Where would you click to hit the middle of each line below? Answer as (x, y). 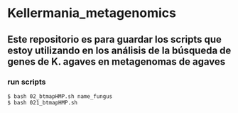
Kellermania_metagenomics (92, 13)
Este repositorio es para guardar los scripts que (115, 39)
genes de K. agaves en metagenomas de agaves (117, 61)
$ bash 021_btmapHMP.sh (43, 102)
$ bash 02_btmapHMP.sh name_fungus (60, 96)
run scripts (27, 82)
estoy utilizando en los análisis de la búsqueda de (119, 50)
